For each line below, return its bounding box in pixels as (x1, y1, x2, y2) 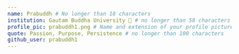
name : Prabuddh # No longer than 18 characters (7, 10, 152, 18)
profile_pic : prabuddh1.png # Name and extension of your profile (7, 23, 208, 30)
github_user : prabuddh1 (7, 36, 78, 43)
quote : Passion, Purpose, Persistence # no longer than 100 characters (7, 29, 224, 37)
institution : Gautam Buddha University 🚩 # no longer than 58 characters (7, 17, 231, 24)
